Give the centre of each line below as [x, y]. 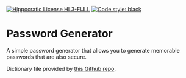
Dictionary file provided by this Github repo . [61, 68]
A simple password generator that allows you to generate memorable [93, 50]
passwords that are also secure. [47, 57]
